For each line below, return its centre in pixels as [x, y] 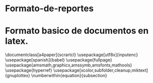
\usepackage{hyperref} [29, 70]
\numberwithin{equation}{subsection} [69, 76]
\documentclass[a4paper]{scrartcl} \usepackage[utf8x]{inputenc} [71, 55]
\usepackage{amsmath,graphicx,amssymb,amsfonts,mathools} [69, 65]
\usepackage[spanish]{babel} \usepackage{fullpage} [58, 60]
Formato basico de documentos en [77, 31]
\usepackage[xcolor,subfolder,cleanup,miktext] [101, 70]
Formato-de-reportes [49, 9]
